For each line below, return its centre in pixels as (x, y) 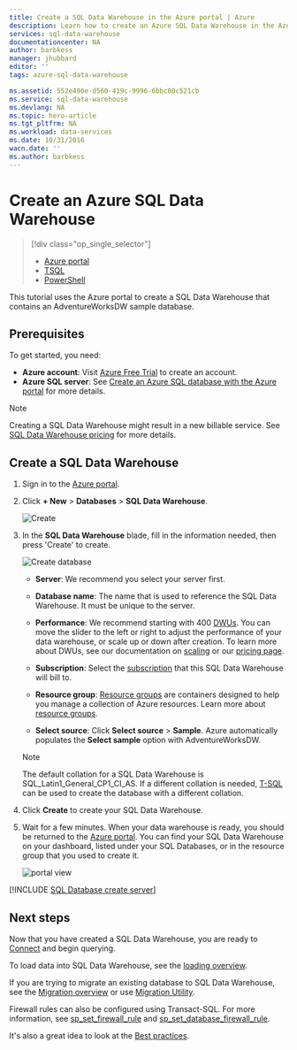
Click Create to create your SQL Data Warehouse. (112, 810)
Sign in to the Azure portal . (71, 484)
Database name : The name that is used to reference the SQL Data (156, 596)
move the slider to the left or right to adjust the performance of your (159, 632)
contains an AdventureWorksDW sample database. (102, 306)
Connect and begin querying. (63, 948)
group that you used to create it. (80, 855)
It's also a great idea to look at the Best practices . (99, 1035)
